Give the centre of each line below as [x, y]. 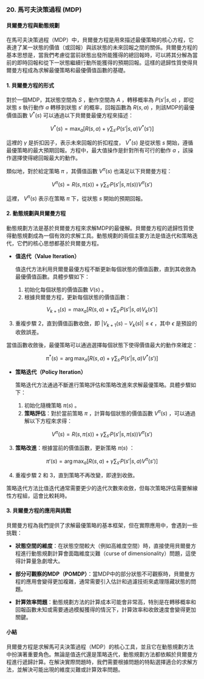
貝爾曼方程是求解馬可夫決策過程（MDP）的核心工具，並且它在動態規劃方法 [100, 647]
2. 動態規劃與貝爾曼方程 [36, 213]
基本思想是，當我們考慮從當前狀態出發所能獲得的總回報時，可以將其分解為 [99, 55]
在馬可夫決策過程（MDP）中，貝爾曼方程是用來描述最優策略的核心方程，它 [100, 40]
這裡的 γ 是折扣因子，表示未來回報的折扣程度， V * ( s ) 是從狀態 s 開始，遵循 [100, 142]
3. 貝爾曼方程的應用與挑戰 [39, 511]
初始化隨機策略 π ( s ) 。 [52, 406]
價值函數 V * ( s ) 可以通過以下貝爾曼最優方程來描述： [70, 115]
